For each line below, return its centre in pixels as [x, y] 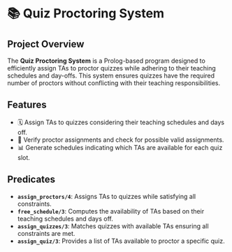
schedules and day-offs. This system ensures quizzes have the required [111, 75]
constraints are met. [46, 233]
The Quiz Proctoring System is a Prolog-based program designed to [107, 61]
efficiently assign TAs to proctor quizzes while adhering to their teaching [112, 68]
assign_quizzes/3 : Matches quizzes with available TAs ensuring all [113, 226]
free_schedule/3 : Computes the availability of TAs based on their [111, 211]
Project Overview [46, 44]
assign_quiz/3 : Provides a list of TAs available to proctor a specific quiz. [121, 241]
